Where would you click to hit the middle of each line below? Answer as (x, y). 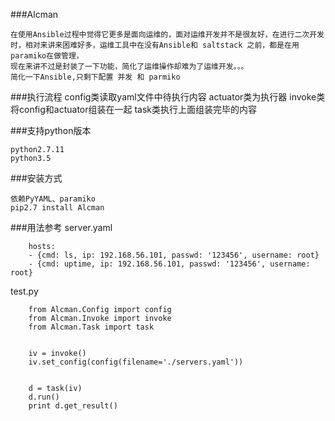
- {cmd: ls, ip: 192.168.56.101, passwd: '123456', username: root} (174, 255)
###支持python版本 (51, 130)
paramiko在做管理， (47, 56)
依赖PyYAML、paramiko (53, 199)
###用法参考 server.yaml (61, 227)
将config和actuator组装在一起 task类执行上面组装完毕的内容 (134, 109)
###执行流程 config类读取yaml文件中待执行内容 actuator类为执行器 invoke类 (168, 97)
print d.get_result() (73, 406)
